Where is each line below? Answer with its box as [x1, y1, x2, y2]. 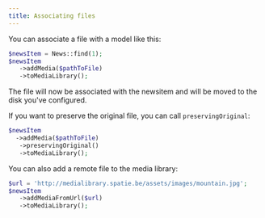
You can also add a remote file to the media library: [8, 163, 179, 174]
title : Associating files [8, 11, 95, 20]
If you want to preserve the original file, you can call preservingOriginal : [8, 111, 250, 121]
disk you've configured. [8, 95, 87, 105]
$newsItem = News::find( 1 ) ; [8, 49, 103, 57]
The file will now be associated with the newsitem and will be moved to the [8, 86, 258, 97]
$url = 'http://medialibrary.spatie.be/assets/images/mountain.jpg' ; [8, 179, 248, 187]
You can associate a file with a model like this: [8, 34, 162, 44]
